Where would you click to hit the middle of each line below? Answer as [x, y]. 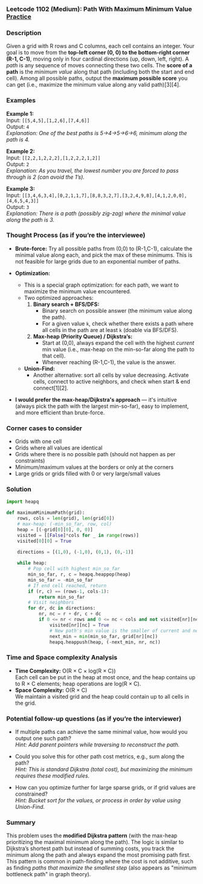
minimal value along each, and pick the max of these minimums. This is [104, 255]
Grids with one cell [38, 442]
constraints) [30, 461]
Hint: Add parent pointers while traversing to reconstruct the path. [97, 745]
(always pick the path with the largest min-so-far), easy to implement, [102, 406]
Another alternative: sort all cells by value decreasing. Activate [111, 375]
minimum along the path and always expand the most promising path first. [98, 855]
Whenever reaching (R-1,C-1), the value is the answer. [109, 362]
